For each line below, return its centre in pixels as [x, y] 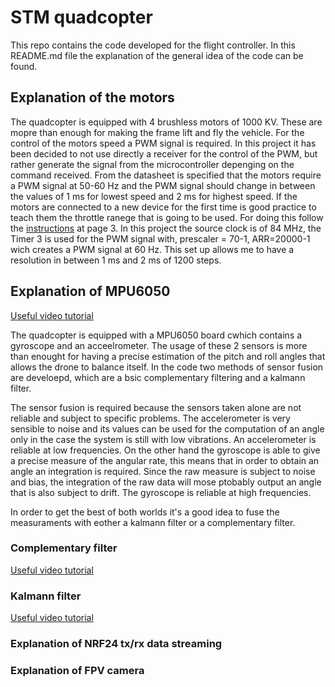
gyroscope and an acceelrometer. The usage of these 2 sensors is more [159, 345]
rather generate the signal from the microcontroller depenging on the [152, 164]
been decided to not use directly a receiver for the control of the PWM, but [164, 153]
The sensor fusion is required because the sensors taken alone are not [156, 407]
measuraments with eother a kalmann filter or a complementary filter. [153, 522]
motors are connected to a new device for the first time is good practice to [163, 207]
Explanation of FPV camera [77, 670]
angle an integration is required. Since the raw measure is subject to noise [163, 471]
